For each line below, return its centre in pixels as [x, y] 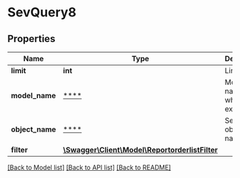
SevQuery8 [42, 12]
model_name [34, 95]
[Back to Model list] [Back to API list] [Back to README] [89, 167]
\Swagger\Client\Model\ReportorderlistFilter [140, 150]
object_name [34, 129]
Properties [31, 39]
